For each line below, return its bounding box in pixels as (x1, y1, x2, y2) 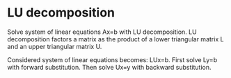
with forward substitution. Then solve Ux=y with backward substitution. (7, 63, 212, 71)
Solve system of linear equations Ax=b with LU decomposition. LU (7, 28, 197, 36)
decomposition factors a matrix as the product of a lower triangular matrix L (7, 35, 224, 43)
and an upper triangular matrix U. (7, 42, 102, 50)
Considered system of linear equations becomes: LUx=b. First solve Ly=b (7, 55, 218, 64)
